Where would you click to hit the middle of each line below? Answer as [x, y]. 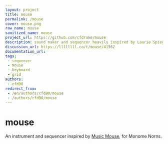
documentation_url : [25, 51]
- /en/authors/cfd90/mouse [35, 93]
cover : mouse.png [23, 24]
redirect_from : [21, 88]
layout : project [22, 10]
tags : [11, 56]
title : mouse [19, 14]
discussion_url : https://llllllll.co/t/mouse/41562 [60, 47]
